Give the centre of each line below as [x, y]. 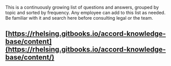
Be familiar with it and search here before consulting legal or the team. [79, 18]
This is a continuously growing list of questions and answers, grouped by [82, 7]
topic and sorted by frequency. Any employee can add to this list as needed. [86, 13]
